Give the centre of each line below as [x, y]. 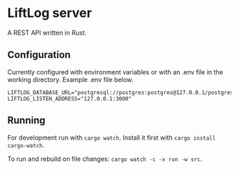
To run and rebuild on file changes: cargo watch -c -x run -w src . [105, 159]
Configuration [39, 55]
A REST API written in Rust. [47, 33]
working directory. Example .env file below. [70, 79]
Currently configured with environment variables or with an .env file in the [116, 72]
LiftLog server [50, 13]
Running [27, 121]
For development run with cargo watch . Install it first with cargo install [112, 137]
